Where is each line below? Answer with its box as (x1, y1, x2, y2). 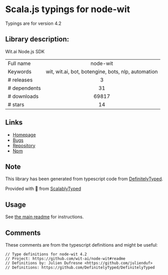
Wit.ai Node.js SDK (5, 48, 45, 54)
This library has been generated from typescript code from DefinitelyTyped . (5, 176, 163, 182)
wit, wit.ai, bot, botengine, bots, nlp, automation (46, 68, 158, 75)
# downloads (8, 93, 39, 100)
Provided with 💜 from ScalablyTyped (5, 186, 81, 192)
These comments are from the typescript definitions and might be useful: (5, 242, 158, 248)
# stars (8, 101, 24, 108)
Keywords (8, 68, 32, 75)
